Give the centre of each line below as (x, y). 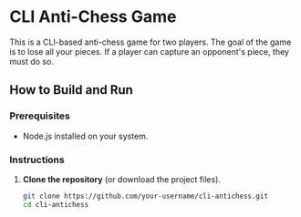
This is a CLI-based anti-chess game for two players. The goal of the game (150, 42)
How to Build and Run (72, 90)
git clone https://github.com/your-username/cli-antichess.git (145, 196)
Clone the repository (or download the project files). (122, 179)
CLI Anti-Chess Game (93, 17)
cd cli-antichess (56, 204)
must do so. (32, 61)
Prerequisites (40, 116)
